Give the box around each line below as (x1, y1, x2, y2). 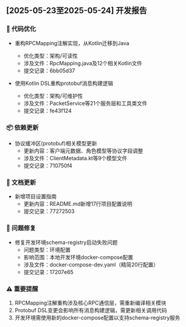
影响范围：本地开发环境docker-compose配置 (23, 253, 133, 261)
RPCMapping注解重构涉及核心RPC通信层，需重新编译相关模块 (14, 299, 167, 306)
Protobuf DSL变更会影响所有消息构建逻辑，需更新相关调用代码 (14, 306, 167, 313)
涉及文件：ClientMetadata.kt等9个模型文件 (23, 154, 127, 161)
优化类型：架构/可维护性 (23, 92, 83, 99)
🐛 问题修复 (6, 224, 37, 233)
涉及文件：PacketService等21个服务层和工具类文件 (23, 100, 147, 107)
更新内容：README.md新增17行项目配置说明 (23, 201, 133, 208)
